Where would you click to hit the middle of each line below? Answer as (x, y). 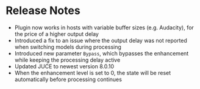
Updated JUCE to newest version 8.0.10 (64, 66)
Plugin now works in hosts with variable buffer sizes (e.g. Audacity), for (104, 27)
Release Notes (43, 11)
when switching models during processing (68, 47)
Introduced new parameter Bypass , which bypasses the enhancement (102, 53)
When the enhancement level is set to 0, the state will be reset (93, 73)
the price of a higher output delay (56, 34)
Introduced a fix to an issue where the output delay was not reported (101, 40)
